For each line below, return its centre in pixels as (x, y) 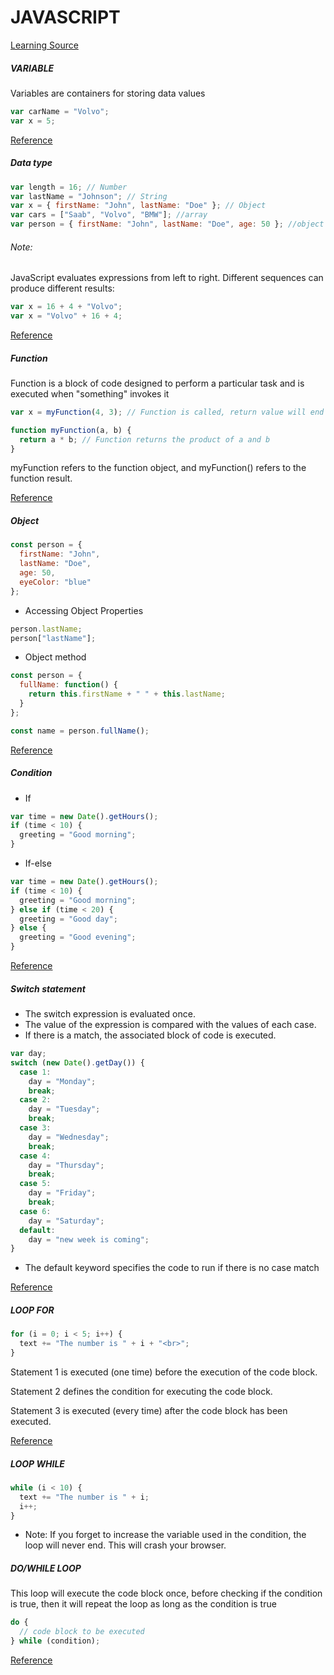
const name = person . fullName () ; (80, 731)
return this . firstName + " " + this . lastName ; (127, 694)
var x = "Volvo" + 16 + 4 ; (66, 316)
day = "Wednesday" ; (69, 1137)
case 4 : (35, 1156)
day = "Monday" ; (62, 1081)
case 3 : (35, 1128)
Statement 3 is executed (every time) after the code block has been (149, 1410)
